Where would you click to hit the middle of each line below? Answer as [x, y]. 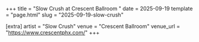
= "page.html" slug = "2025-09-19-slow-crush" [65, 15]
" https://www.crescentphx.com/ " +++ [53, 33]
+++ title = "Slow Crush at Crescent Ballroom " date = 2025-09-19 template [99, 9]
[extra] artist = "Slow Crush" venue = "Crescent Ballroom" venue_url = [93, 26]
